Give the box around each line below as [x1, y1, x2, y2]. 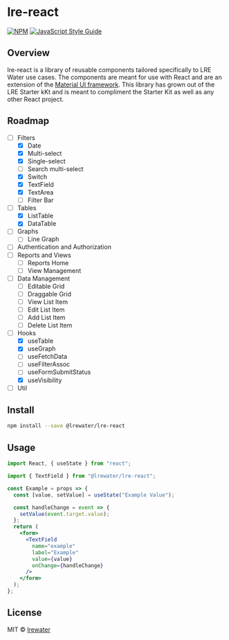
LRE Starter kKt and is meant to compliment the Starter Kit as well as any [7, 87, 214, 96]
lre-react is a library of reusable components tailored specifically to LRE [7, 65, 212, 73]
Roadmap [7, 115, 50, 127]
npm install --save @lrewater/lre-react [7, 423, 126, 429]
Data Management [17, 274, 71, 283]
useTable [27, 337, 54, 345]
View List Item [27, 297, 68, 305]
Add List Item [27, 313, 66, 321]
